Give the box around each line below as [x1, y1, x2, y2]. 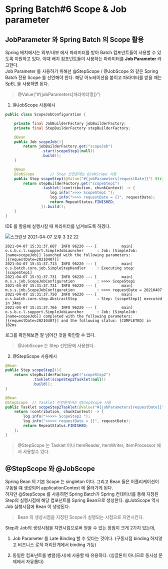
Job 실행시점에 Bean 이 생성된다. [5, 503, 70, 509]
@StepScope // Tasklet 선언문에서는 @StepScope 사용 [5, 400, 111, 405]
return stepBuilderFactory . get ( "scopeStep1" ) [23, 181, 120, 186]
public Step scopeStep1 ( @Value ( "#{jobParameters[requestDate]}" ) [14, 176, 153, 181]
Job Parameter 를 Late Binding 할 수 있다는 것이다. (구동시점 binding [12, 535, 149, 541]
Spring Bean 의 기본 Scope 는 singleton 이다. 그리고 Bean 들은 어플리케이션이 [5, 478, 159, 484]
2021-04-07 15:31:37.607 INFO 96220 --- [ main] [5, 243, 133, 248]
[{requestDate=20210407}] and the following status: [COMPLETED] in [5, 318, 151, 323]
